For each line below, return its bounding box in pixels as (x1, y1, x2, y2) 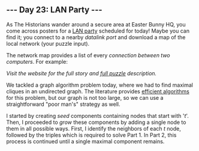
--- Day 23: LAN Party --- (6, 5, 103, 15)
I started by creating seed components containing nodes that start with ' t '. (6, 112, 189, 119)
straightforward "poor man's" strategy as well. (6, 100, 121, 108)
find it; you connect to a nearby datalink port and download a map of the (6, 33, 186, 41)
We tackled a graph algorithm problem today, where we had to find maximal (6, 81, 194, 88)
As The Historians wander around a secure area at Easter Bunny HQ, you (6, 20, 186, 28)
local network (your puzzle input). (6, 40, 90, 47)
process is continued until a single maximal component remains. (6, 138, 165, 145)
